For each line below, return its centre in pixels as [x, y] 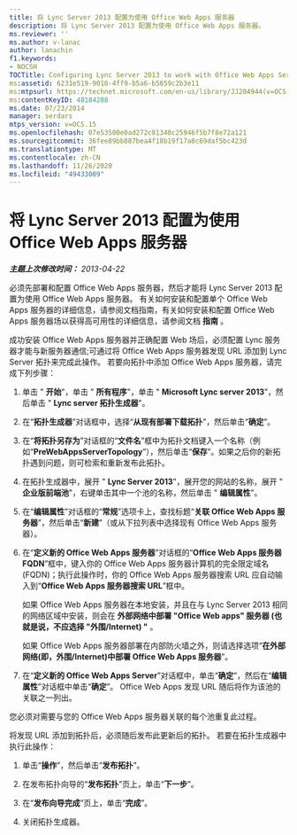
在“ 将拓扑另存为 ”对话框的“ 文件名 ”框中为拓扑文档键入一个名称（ [137, 441]
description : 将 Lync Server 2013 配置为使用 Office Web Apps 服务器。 [137, 26]
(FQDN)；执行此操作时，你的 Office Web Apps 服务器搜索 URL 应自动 [148, 575]
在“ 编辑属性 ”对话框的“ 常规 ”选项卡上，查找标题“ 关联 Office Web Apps [148, 511]
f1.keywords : [33, 59]
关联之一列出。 [49, 698]
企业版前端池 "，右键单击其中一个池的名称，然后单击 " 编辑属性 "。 [142, 493]
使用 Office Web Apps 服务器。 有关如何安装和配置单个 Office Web [146, 299]
